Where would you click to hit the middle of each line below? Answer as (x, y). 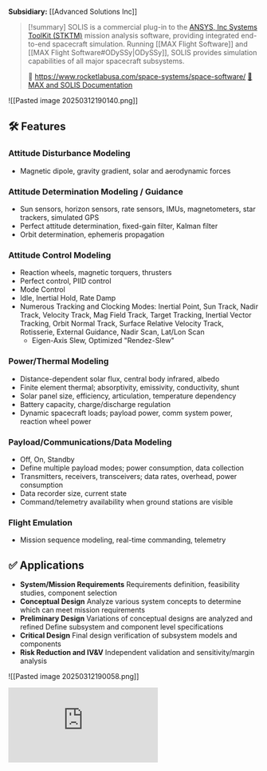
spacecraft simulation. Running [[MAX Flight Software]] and (150, 44)
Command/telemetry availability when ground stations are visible (126, 501)
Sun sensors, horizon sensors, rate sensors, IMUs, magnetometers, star (138, 209)
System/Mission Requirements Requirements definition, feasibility (130, 584)
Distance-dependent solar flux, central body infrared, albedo (120, 378)
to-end (39, 44)
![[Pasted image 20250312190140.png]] (73, 100)
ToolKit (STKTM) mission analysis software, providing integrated (133, 36)
